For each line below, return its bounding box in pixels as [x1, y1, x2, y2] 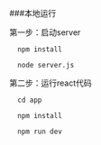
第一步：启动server [9, 27, 81, 38]
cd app [17, 95, 42, 104]
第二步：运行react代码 [9, 77, 92, 88]
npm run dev [17, 127, 63, 136]
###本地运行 [9, 8, 57, 18]
